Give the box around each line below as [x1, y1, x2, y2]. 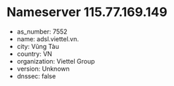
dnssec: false [16, 71, 56, 80]
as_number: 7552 [16, 27, 68, 36]
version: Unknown [16, 64, 70, 73]
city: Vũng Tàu [16, 42, 59, 50]
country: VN [16, 50, 52, 58]
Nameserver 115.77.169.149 [6, 4, 168, 20]
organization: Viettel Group [16, 57, 95, 65]
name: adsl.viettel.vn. [16, 34, 79, 43]
